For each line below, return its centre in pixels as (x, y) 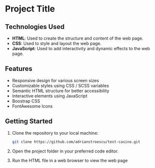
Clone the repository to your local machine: (55, 133)
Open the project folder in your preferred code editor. (65, 151)
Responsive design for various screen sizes (55, 80)
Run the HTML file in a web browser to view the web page (70, 160)
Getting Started (29, 121)
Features (19, 69)
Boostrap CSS (26, 101)
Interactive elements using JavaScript (50, 96)
